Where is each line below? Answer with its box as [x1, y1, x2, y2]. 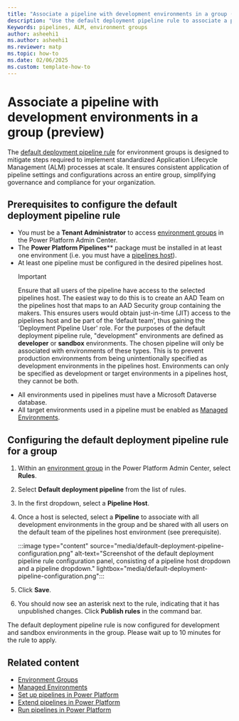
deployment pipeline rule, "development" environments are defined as [17, 331, 224, 340]
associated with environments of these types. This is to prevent [17, 346, 204, 356]
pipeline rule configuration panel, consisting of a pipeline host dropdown [17, 557, 231, 565]
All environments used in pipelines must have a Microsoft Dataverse [17, 390, 217, 399]
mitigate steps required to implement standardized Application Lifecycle [7, 155, 218, 164]
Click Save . [17, 586, 52, 594]
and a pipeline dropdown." [17, 565, 95, 573]
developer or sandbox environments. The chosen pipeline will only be [17, 339, 224, 348]
